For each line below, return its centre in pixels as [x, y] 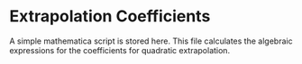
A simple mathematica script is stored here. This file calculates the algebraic [151, 41]
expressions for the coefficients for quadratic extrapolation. [120, 50]
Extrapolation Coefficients [110, 16]
